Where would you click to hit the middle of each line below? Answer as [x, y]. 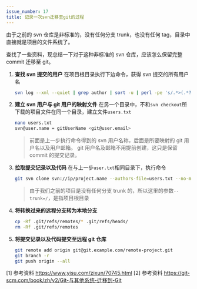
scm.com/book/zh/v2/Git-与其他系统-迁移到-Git [64, 280]
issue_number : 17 [27, 11]
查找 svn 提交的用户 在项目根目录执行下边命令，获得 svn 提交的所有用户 [102, 74]
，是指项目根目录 [69, 198]
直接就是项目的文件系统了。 [40, 42]
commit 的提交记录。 [55, 155]
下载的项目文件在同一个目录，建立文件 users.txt [73, 112]
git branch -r [32, 256]
